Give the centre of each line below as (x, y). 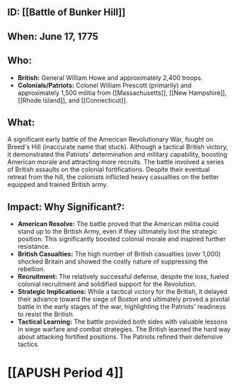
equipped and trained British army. (58, 185)
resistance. (34, 246)
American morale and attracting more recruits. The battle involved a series (116, 162)
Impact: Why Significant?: (66, 206)
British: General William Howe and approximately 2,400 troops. (110, 77)
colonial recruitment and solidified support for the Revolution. (107, 284)
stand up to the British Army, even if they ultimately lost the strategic (118, 232)
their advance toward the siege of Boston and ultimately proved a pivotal (124, 299)
